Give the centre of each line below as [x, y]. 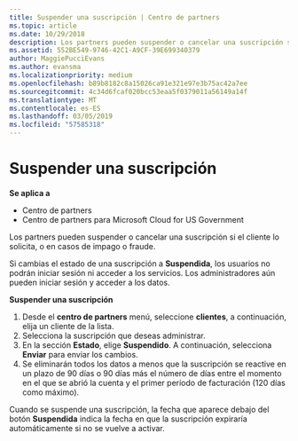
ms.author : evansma [45, 67]
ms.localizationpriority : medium [71, 75]
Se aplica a [30, 193]
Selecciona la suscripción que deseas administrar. [114, 335]
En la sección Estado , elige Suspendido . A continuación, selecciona [147, 345]
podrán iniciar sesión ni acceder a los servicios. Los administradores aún [142, 272]
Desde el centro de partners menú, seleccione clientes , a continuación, [154, 317]
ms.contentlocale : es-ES [55, 108]
